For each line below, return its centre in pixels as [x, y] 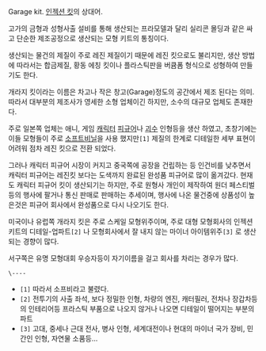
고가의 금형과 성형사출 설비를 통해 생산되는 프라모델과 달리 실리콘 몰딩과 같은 [127, 29]
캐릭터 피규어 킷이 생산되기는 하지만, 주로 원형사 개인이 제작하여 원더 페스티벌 [136, 185]
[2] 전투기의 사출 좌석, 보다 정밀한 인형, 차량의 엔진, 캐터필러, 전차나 [125, 299]
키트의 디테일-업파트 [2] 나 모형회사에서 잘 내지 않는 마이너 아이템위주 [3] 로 [125, 231]
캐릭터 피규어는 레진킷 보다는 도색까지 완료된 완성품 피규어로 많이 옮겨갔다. [123, 175]
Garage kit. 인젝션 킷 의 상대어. [55, 11]
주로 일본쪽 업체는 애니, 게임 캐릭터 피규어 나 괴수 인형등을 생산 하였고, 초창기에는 [133, 128]
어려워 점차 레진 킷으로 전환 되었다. [62, 148]
